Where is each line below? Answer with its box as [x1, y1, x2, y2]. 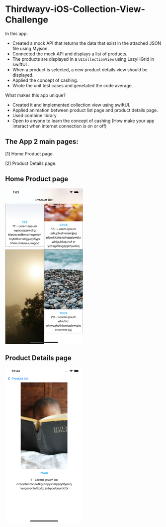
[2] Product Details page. [5, 160, 57, 166]
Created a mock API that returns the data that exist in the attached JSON [12, 40, 162, 46]
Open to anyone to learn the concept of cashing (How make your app [12, 118, 155, 124]
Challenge [5, 14, 49, 25]
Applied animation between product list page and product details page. [12, 107, 158, 113]
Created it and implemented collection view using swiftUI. [12, 102, 131, 108]
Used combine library [12, 112, 57, 118]
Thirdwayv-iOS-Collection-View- [5, 3, 146, 15]
